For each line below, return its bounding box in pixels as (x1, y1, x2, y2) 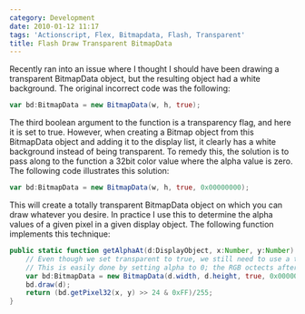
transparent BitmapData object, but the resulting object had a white (9, 74, 261, 85)
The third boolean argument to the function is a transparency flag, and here (9, 117, 292, 128)
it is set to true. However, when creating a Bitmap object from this (9, 127, 254, 137)
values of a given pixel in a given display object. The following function (9, 219, 274, 229)
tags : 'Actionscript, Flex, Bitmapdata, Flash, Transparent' (9, 30, 246, 39)
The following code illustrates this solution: (9, 166, 170, 177)
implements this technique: (9, 228, 111, 239)
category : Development (9, 13, 95, 23)
